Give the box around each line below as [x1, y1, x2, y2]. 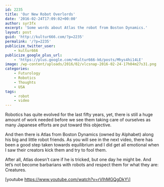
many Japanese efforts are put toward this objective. [5, 122, 112, 128]
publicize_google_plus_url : [5, 52, 63, 58]
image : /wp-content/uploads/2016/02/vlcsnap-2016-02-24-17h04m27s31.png [5, 62, 157, 67]
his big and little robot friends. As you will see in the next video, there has [5, 137, 153, 142]
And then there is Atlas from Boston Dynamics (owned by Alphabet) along [5, 132, 154, 138]
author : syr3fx [5, 21, 36, 26]
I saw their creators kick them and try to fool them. [5, 147, 107, 153]
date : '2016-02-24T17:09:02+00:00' [5, 16, 78, 21]
